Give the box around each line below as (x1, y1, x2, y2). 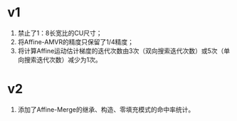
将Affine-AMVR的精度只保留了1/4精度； (17, 37, 134, 46)
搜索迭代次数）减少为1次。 (23, 55, 102, 64)
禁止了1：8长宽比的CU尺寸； (17, 28, 102, 37)
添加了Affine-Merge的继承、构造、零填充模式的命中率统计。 (17, 105, 195, 114)
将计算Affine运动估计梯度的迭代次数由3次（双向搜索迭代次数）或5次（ (17, 46, 224, 55)
